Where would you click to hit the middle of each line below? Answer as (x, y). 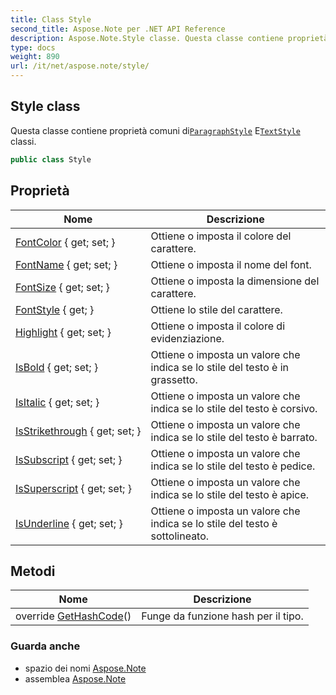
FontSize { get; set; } (62, 287)
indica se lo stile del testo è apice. (230, 494)
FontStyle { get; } (55, 309)
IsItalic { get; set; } (57, 402)
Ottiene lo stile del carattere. (216, 309)
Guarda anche (45, 646)
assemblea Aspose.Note (75, 678)
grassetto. (174, 379)
